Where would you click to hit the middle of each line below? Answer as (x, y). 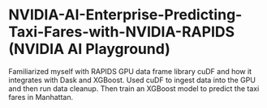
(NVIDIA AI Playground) (89, 49)
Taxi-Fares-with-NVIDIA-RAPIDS (122, 32)
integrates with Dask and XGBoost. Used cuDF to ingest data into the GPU (132, 80)
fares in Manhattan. (41, 97)
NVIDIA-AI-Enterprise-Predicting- (125, 15)
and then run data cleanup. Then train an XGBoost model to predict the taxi (134, 88)
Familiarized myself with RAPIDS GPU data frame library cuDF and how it (130, 71)
